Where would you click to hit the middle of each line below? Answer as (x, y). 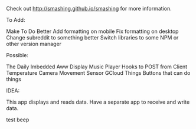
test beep (18, 120)
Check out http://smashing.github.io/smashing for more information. (89, 9)
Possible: (17, 55)
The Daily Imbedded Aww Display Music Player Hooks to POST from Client (97, 67)
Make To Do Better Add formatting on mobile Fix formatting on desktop (92, 31)
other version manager (34, 44)
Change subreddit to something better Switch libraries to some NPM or (92, 37)
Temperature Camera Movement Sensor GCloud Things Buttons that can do (98, 73)
